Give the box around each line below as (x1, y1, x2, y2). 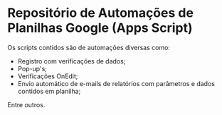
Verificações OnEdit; (17, 72, 78, 80)
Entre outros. (7, 100, 46, 109)
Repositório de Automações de (7, 5, 194, 21)
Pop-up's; (17, 64, 48, 73)
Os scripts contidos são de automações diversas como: (7, 43, 171, 52)
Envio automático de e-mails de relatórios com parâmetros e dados (17, 79, 216, 87)
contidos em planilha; (17, 87, 81, 95)
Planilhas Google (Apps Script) (7, 20, 193, 36)
